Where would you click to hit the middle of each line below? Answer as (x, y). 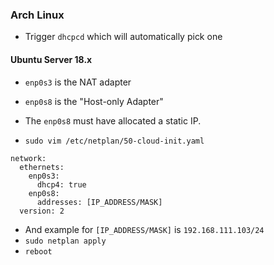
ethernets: (42, 167)
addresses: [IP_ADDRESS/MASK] (99, 202)
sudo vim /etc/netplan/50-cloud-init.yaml (114, 141)
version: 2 (42, 211)
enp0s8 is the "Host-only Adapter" (94, 101)
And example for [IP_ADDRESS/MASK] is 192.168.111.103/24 (144, 229)
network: (28, 158)
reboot (38, 251)
